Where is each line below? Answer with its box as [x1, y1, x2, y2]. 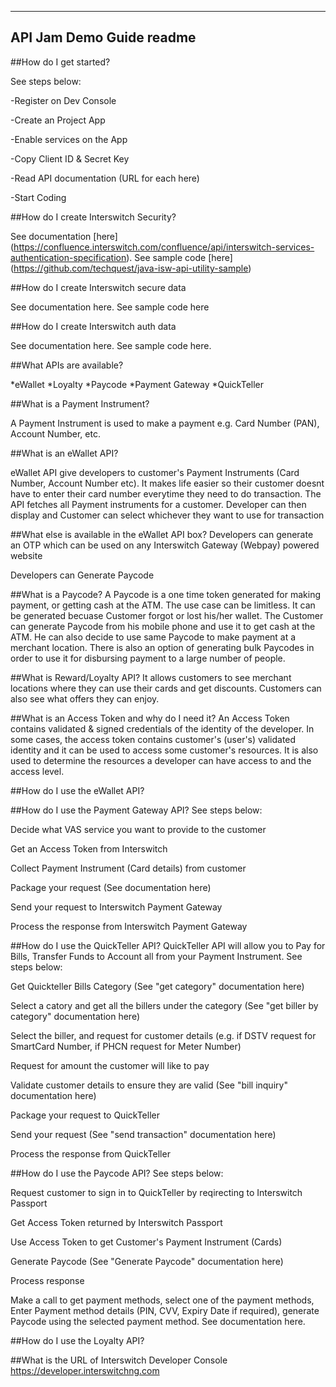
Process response [10, 1274, 85, 1286]
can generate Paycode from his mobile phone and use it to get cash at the [10, 620, 316, 632]
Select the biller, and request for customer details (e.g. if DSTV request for [10, 1029, 317, 1041]
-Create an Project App [10, 114, 106, 126]
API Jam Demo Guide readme [10, 29, 197, 46]
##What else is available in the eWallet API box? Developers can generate [10, 528, 314, 540]
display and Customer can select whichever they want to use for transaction [10, 509, 325, 521]
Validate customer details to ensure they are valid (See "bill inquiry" [10, 1079, 288, 1091]
